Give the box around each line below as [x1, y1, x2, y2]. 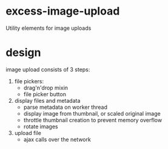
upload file [14, 129, 42, 136]
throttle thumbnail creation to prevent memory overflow [23, 116, 162, 123]
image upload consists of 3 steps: [5, 66, 90, 73]
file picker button [23, 90, 66, 98]
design [5, 46, 41, 60]
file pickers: [14, 77, 44, 85]
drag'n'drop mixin [23, 84, 68, 91]
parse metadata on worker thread [23, 103, 107, 111]
